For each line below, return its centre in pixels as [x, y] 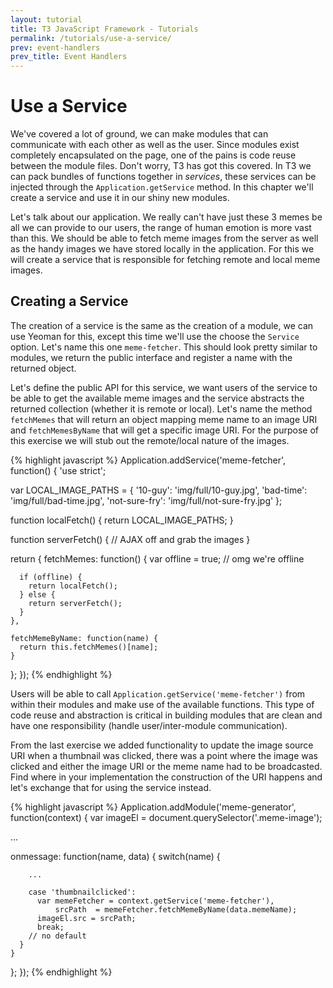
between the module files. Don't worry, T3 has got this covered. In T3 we [161, 166]
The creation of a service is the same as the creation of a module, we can [162, 325]
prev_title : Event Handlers [69, 57]
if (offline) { [51, 577]
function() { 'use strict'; [58, 470]
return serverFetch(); [75, 603]
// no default [57, 936]
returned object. [43, 368]
